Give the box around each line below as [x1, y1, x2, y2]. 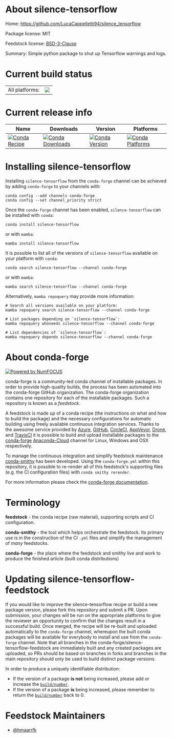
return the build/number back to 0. [12, 692, 85, 698]
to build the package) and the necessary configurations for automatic [5, 415, 152, 421]
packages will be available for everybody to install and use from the [5, 634, 148, 640]
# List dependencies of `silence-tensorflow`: [5, 330, 106, 335]
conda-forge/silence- [98, 639, 143, 645]
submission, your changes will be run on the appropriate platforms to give [5, 612, 161, 618]
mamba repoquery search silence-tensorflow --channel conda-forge [5, 307, 150, 313]
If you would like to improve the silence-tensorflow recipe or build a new [5, 601, 158, 607]
